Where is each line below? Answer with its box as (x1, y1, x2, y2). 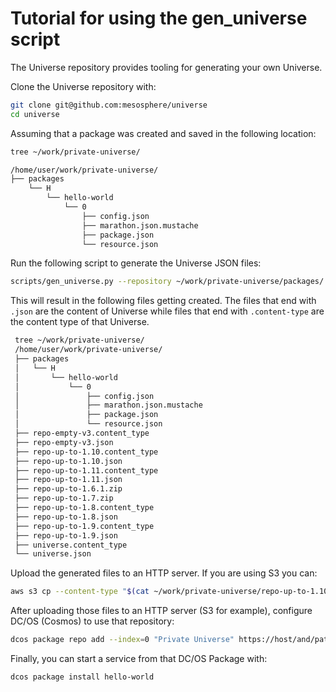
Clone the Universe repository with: (10, 80, 157, 92)
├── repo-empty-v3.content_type (14, 428, 150, 439)
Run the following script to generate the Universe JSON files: (10, 257, 262, 269)
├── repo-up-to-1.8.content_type (14, 503, 155, 513)
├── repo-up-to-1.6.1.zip (14, 484, 123, 494)
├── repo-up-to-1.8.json (14, 512, 118, 522)
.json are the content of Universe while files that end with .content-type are (10, 305, 325, 317)
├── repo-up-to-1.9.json (14, 530, 118, 541)
